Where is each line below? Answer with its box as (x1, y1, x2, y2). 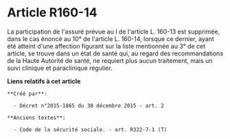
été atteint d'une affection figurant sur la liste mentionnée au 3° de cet (7, 42, 206, 50)
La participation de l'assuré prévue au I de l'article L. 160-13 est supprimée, (7, 27, 220, 36)
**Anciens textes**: (7, 114, 67, 121)
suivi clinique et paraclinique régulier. (7, 64, 113, 72)
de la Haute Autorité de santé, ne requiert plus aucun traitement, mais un (7, 56, 213, 64)
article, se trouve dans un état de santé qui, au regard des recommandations (7, 49, 224, 58)
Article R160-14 (7, 5, 97, 21)
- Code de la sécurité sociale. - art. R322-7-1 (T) (13, 126, 168, 133)
